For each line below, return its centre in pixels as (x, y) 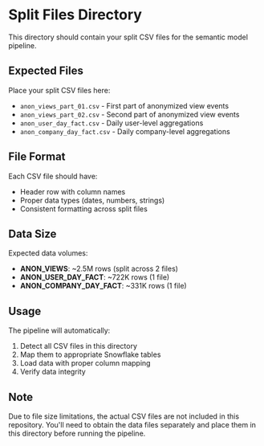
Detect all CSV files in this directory (79, 346)
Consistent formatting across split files (84, 209)
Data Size (32, 233)
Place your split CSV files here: (59, 90)
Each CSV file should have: (53, 176)
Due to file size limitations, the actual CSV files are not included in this (124, 416)
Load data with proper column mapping (85, 363)
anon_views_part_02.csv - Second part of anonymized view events (130, 114)
